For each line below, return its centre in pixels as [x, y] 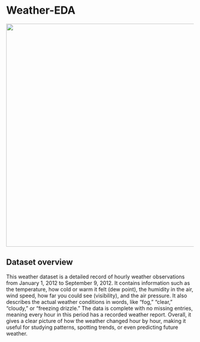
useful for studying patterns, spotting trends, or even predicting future [92, 327]
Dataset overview [40, 262]
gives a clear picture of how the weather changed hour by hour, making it [96, 321]
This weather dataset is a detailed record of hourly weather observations [96, 277]
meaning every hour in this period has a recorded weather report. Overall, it [99, 314]
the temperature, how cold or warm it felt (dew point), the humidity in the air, [100, 289]
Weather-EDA [41, 10]
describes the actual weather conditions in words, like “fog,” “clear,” [89, 302]
